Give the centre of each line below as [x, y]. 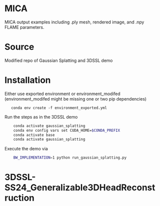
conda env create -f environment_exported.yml [59, 108]
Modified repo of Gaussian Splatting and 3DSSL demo [59, 60]
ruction [19, 198]
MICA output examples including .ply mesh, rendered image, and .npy [74, 22]
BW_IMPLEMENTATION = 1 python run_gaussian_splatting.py [70, 158]
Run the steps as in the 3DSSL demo [41, 117]
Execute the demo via [26, 149]
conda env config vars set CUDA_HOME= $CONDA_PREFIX [67, 130]
